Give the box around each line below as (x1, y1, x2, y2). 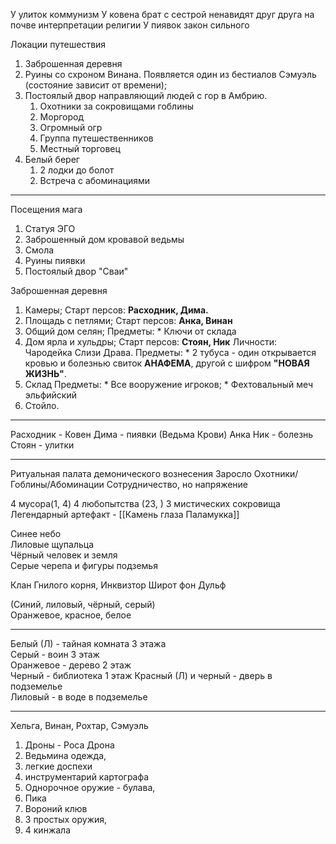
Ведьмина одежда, (24, 750, 107, 761)
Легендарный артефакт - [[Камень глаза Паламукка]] (10, 509, 240, 520)
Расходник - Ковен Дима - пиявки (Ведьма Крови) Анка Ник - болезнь (10, 429, 314, 440)
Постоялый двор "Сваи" (24, 265, 129, 277)
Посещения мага (10, 204, 83, 215)
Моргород (39, 111, 85, 123)
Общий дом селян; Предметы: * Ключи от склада (24, 325, 237, 337)
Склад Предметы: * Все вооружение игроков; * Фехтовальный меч (24, 379, 314, 390)
